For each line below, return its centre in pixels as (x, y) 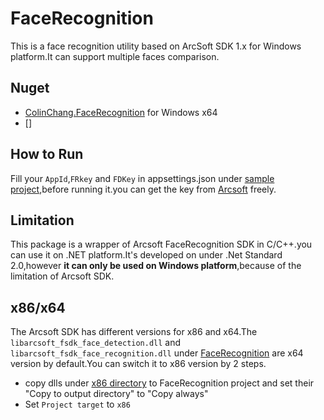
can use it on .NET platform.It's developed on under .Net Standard (146, 255)
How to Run (47, 154)
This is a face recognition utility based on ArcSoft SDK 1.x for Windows (156, 46)
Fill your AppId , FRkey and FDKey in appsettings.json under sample (142, 178)
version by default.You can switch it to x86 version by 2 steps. (138, 364)
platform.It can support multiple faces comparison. (115, 56)
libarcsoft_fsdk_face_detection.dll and (96, 343)
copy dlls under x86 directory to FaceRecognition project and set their (169, 383)
